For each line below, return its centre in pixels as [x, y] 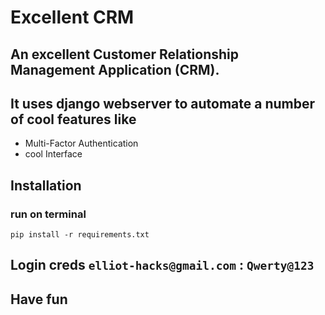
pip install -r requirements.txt [80, 235]
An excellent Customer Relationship [125, 54]
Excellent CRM [72, 17]
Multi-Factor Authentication [81, 143]
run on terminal [48, 214]
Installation [46, 185]
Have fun [39, 299]
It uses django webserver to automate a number [163, 103]
